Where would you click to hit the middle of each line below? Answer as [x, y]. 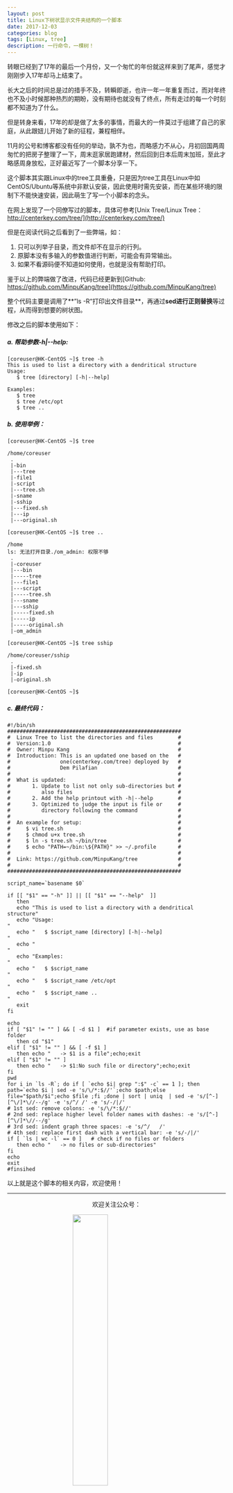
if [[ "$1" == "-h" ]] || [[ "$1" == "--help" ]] [82, 895]
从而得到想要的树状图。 [53, 310]
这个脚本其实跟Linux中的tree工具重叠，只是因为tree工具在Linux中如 [104, 178]
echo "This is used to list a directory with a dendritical [105, 908]
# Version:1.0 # [94, 743]
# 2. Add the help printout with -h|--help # [94, 798]
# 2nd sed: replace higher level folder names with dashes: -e [101, 1114]
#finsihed [21, 1169]
